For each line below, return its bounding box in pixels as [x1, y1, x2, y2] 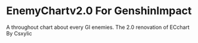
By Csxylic [6, 29, 32, 37]
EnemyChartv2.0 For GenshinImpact [6, 4, 192, 18]
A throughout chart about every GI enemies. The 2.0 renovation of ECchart [6, 24, 190, 31]
